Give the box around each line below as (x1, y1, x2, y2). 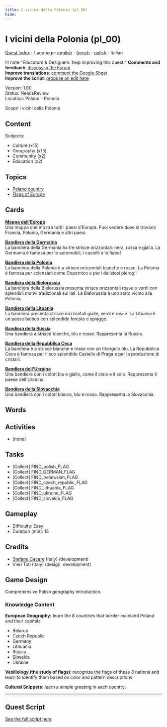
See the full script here (5, 716, 52, 722)
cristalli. (5, 356, 21, 362)
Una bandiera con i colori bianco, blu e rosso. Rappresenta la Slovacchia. (5, 391, 155, 397)
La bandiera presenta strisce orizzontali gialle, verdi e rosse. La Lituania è (5, 310, 156, 316)
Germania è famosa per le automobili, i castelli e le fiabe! (5, 249, 121, 255)
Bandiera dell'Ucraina (5, 365, 51, 371)
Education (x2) (12, 158, 43, 164)
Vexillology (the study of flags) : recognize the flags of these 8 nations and (5, 669, 160, 675)
